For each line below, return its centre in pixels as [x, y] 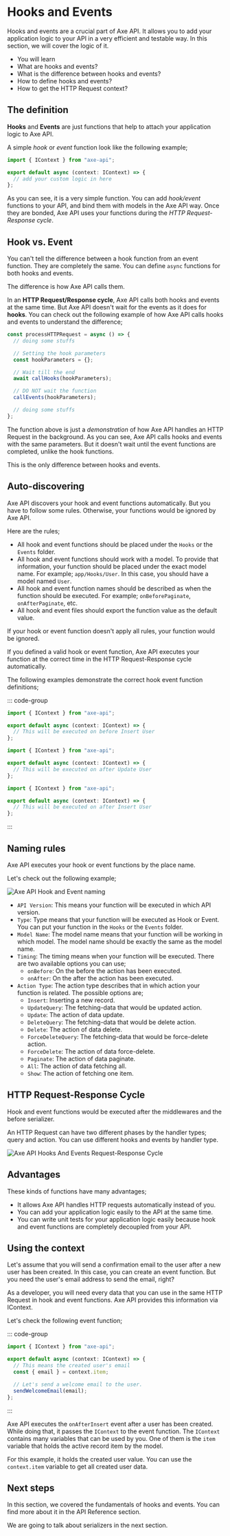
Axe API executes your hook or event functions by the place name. [101, 865]
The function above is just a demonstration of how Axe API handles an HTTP [115, 429]
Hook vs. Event [40, 242]
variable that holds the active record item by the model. [85, 1446]
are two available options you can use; [71, 963]
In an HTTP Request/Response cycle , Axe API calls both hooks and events [113, 300]
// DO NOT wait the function [55, 391]
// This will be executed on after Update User [83, 769]
